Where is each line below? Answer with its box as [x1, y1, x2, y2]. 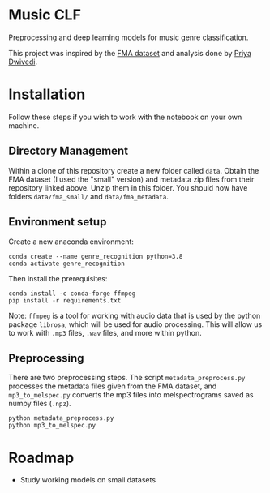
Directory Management [8, 144, 128, 158]
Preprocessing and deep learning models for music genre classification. [8, 32, 249, 42]
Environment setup [8, 215, 107, 229]
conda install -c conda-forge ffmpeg [8, 289, 136, 298]
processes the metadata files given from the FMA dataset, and [8, 381, 217, 391]
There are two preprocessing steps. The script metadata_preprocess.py [8, 373, 246, 383]
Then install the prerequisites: [8, 273, 108, 283]
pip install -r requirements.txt [8, 296, 122, 305]
